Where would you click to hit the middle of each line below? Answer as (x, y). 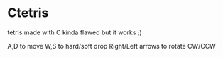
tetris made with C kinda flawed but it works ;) (75, 32)
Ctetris (28, 13)
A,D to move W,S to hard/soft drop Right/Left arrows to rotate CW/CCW (112, 46)
